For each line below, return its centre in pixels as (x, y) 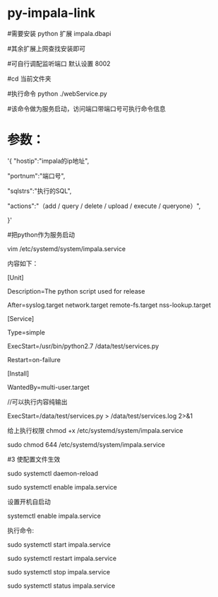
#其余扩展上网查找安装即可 (47, 48)
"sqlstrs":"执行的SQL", (40, 191)
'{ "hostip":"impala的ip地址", (48, 161)
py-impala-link (52, 13)
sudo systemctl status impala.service (61, 586)
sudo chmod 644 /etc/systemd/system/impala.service (86, 444)
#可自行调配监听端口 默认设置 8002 (59, 63)
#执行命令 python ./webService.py (57, 93)
